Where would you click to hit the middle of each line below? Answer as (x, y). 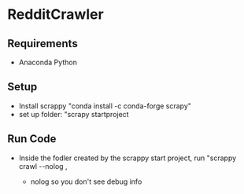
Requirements (43, 44)
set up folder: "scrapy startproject (74, 114)
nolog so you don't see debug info (86, 181)
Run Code (32, 139)
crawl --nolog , (43, 166)
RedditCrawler (55, 15)
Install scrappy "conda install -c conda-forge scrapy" (105, 106)
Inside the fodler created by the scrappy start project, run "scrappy (128, 158)
